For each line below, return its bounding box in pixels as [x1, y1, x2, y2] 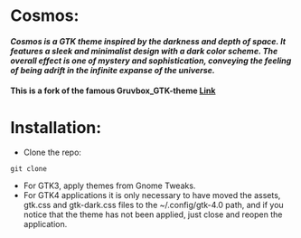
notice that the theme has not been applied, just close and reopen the [23, 209, 283, 220]
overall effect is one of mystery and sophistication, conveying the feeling [10, 55, 292, 66]
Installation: [10, 117, 102, 138]
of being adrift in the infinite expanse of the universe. [10, 64, 215, 75]
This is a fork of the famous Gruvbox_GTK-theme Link [10, 85, 216, 96]
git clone [10, 165, 48, 174]
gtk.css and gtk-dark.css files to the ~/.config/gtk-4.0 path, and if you [23, 200, 284, 211]
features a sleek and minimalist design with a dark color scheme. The [10, 45, 278, 56]
